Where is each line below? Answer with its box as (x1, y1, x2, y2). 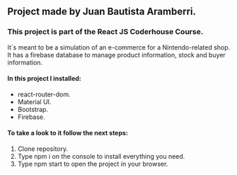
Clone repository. (17, 145, 69, 153)
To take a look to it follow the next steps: (7, 129, 129, 137)
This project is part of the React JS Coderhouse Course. (7, 27, 204, 37)
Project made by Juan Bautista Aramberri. (7, 6, 197, 18)
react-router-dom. (17, 90, 71, 98)
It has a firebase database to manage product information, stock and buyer (7, 50, 226, 59)
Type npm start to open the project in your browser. (17, 159, 168, 169)
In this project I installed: (7, 74, 81, 83)
